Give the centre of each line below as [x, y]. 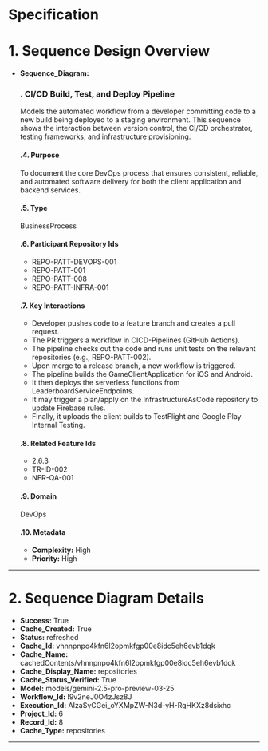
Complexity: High [61, 550]
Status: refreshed [49, 637]
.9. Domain [38, 496]
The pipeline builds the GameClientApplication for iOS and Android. [142, 374]
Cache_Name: [44, 654]
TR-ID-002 [49, 469]
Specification [54, 15]
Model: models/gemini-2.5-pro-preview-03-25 [97, 688]
